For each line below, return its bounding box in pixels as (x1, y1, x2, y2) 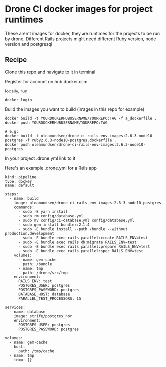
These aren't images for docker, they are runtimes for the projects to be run (5, 30, 160, 36)
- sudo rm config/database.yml (18, 213, 83, 218)
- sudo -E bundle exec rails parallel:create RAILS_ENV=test (18, 235, 148, 240)
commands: (14, 205, 35, 210)
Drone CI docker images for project (5, 3, 153, 15)
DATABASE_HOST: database (18, 292, 70, 297)
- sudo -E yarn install (18, 209, 68, 214)
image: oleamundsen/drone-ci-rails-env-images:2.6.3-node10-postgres (14, 200, 162, 205)
